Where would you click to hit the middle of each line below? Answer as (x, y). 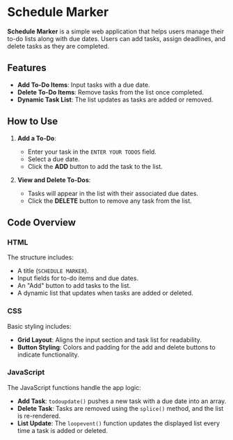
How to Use (33, 121)
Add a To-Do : (37, 138)
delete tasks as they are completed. (58, 46)
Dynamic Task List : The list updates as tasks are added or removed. (115, 99)
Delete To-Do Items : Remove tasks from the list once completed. (110, 92)
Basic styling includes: (39, 326)
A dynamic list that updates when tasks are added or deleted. (105, 293)
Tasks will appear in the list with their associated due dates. (113, 193)
